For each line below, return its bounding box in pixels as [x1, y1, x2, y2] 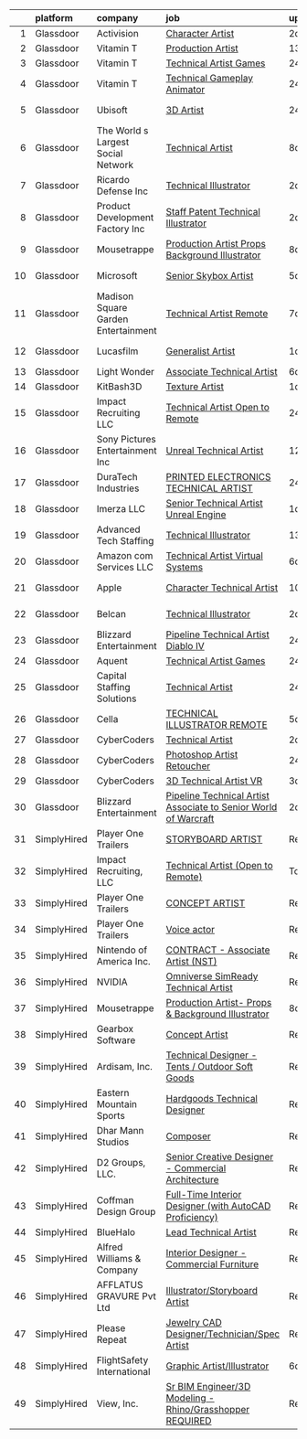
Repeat [96, 1334, 128, 1346]
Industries [96, 482, 140, 495]
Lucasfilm [96, 345, 139, 357]
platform [35, 12, 73, 24]
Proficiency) [165, 1211, 219, 1223]
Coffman [96, 1194, 134, 1206]
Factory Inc [96, 223, 145, 235]
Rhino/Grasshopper [165, 1403, 250, 1415]
